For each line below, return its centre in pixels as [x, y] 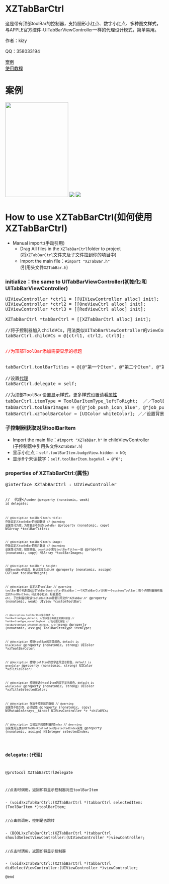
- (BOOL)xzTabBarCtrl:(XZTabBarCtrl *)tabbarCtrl [58, 833]
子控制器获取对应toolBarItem [40, 428]
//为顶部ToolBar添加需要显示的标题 [44, 351]
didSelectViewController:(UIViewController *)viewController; [72, 868]
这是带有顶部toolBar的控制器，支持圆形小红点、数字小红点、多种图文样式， [83, 23]
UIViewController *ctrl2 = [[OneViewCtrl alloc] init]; [75, 304]
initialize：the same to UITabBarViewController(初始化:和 [76, 282]
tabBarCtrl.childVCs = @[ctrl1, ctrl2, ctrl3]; [65, 336]
